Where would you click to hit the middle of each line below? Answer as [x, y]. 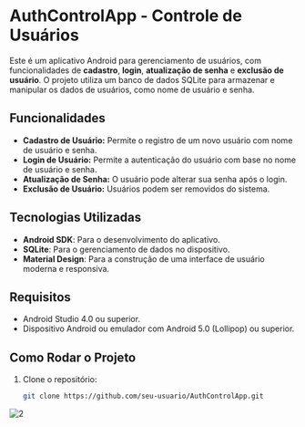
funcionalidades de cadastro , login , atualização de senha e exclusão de [147, 70]
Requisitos [40, 297]
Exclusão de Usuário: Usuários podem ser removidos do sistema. [146, 189]
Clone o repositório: [60, 380]
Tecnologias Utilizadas [76, 218]
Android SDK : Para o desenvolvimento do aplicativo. [121, 239]
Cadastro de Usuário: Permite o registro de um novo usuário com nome [158, 140]
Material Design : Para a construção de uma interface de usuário [144, 259]
